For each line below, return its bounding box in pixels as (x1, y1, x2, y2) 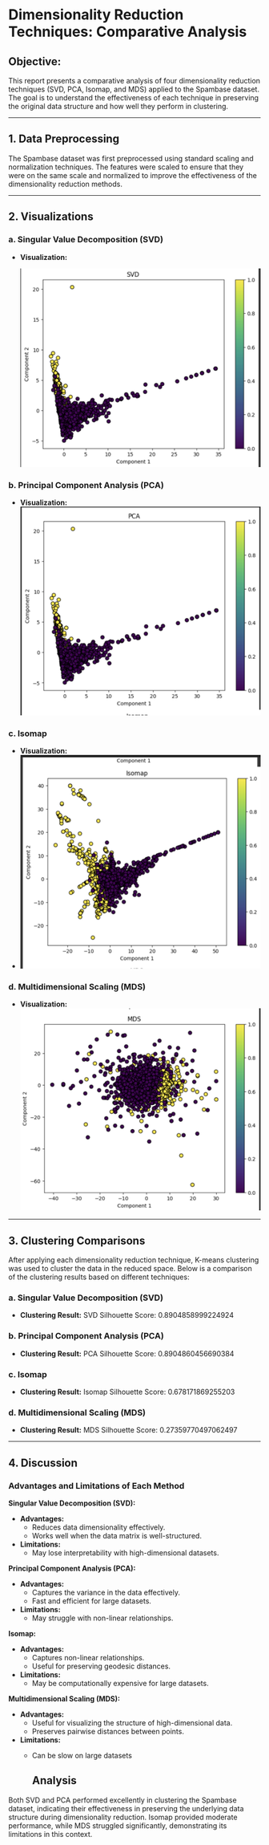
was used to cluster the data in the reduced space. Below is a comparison (8, 1264, 252, 1274)
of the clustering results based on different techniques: (8, 1272, 190, 1282)
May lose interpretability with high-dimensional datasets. (31, 1547, 219, 1558)
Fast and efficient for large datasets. (31, 1595, 152, 1606)
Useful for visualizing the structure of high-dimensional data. (31, 1717, 233, 1727)
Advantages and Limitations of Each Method (8, 1480, 185, 1491)
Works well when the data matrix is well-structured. (31, 1530, 203, 1540)
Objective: (8, 55, 62, 68)
